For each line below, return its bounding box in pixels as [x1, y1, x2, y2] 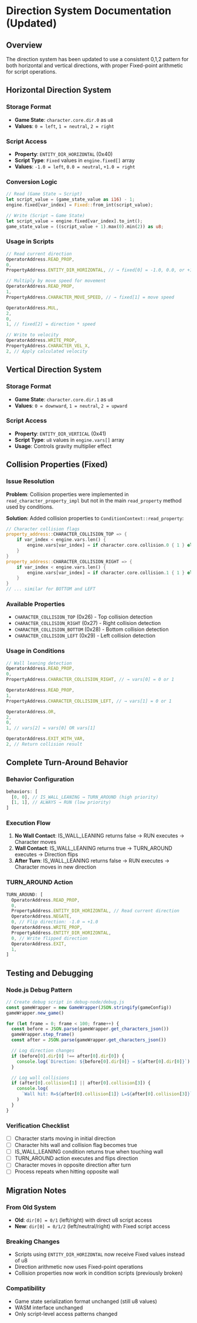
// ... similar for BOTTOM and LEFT [6, 586, 96, 592]
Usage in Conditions [6, 647, 65, 655]
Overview [6, 40, 43, 50]
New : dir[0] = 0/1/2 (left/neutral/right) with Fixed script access [14, 1223, 171, 1230]
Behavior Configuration [6, 775, 74, 783]
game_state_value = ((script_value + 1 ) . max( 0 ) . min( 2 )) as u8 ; [6, 224, 164, 230]
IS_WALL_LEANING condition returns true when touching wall [14, 1148, 163, 1155]
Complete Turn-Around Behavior [6, 757, 128, 767]
